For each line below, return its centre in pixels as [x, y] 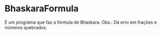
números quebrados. [26, 27]
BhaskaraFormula [41, 9]
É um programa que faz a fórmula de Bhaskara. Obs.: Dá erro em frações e [81, 22]
